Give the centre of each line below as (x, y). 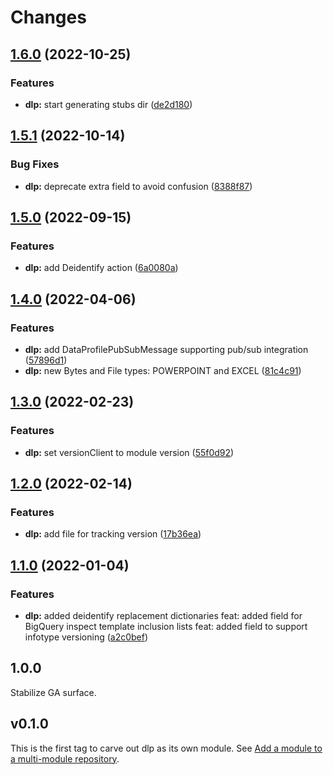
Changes (48, 17)
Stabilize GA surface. (53, 692)
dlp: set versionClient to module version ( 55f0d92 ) (129, 452)
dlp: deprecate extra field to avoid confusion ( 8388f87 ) (138, 186)
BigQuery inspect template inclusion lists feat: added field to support (166, 626)
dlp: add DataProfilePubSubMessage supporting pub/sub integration (166, 349)
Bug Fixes (35, 164)
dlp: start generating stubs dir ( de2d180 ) (108, 104)
